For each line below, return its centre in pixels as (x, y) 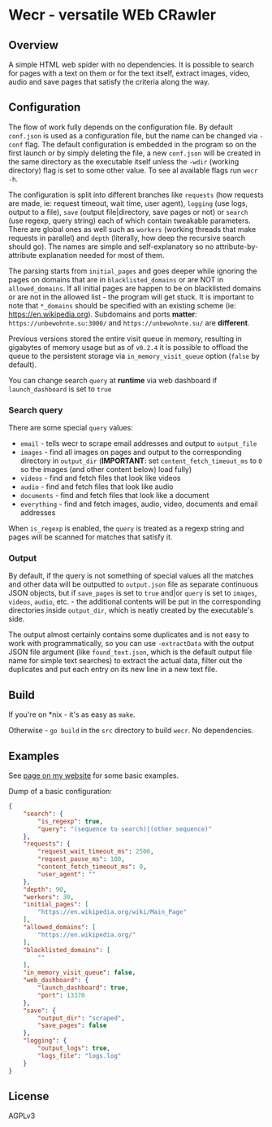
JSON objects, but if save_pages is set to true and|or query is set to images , (133, 593)
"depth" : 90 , (45, 889)
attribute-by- (237, 247)
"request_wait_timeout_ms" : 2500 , (96, 852)
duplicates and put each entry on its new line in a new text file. (113, 670)
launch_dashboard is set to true (60, 389)
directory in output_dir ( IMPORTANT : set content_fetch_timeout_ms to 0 (141, 461)
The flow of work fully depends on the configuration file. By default (121, 127)
